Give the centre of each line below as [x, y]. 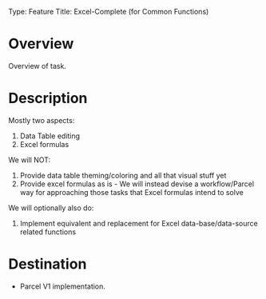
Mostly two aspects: [42, 120]
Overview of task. [37, 66]
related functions [48, 232]
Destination [48, 264]
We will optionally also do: [51, 208]
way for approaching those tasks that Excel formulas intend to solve [131, 192]
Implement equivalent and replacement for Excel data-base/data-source [139, 223]
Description [48, 98]
